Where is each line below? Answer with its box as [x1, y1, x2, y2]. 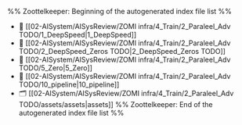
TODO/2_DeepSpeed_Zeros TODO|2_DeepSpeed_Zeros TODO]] [18, 47, 226, 55]
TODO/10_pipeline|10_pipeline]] [18, 80, 120, 89]
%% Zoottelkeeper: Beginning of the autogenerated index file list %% [7, 7, 233, 16]
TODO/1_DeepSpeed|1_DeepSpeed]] [18, 30, 137, 39]
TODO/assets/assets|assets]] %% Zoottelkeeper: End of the [18, 100, 213, 109]
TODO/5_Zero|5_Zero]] [18, 63, 93, 73]
